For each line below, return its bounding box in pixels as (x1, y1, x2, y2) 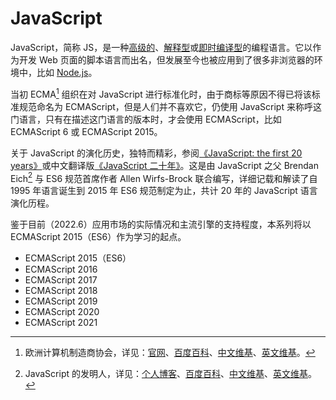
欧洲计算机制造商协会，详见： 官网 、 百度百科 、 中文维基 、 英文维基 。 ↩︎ (24, 347, 316, 359)
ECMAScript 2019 (24, 295, 98, 307)
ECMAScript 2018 (24, 285, 98, 297)
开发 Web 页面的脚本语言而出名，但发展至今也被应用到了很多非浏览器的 (18, 53, 315, 66)
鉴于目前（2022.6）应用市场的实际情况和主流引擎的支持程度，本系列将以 (10, 218, 312, 231)
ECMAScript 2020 (24, 306, 100, 318)
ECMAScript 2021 (24, 317, 98, 329)
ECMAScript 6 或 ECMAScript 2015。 (10, 125, 163, 137)
